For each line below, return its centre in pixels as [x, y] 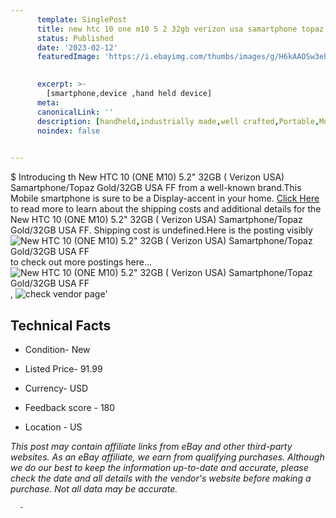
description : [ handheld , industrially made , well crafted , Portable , [178, 121]
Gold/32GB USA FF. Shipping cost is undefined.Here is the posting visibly [161, 230]
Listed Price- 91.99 [63, 368]
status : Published [75, 38]
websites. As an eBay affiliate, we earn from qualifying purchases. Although [167, 457]
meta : [48, 102]
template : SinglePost [82, 19]
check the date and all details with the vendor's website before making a [161, 478]
